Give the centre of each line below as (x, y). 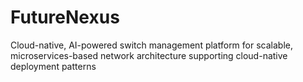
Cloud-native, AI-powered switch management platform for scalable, (151, 45)
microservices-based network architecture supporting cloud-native (149, 55)
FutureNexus (65, 17)
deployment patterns (53, 66)
